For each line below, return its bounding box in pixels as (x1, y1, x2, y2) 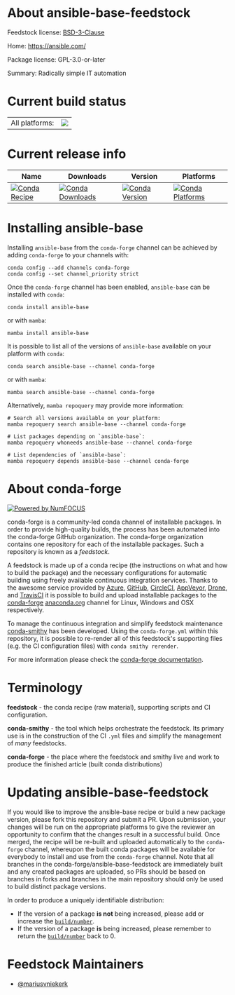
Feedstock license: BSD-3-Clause (7, 28, 105, 36)
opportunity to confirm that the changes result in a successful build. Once (7, 830, 220, 839)
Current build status (7, 93, 127, 109)
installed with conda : (7, 290, 65, 299)
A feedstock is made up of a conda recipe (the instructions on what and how (7, 561, 228, 569)
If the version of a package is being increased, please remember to (17, 924, 211, 933)
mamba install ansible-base (7, 330, 90, 337)
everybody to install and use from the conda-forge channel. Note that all (7, 852, 214, 860)
